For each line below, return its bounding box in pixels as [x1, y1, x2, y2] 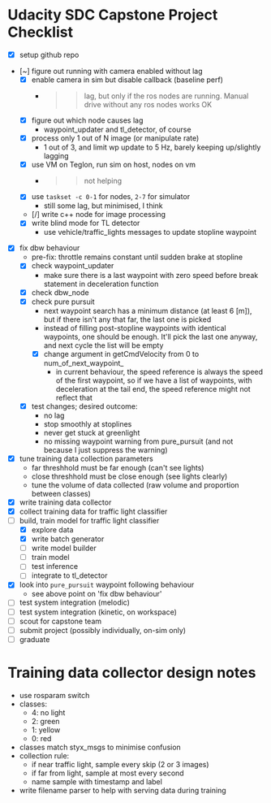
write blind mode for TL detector [31, 218, 140, 228]
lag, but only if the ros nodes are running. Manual [84, 91, 249, 101]
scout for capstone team [19, 616, 102, 626]
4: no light [31, 707, 66, 717]
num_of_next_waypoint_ [43, 358, 124, 367]
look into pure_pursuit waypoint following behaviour [19, 579, 195, 590]
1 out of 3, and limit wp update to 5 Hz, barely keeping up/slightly [43, 142, 261, 152]
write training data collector [19, 497, 112, 507]
